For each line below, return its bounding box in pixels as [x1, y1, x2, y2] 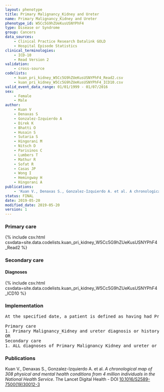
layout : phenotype [5, 7, 42, 12]
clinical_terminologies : [5, 48, 56, 53]
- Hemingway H [14, 175, 42, 180]
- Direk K [14, 121, 34, 126]
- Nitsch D [14, 144, 36, 149]
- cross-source [14, 66, 45, 71]
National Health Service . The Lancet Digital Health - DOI [5, 376, 119, 382]
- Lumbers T [14, 152, 38, 157]
